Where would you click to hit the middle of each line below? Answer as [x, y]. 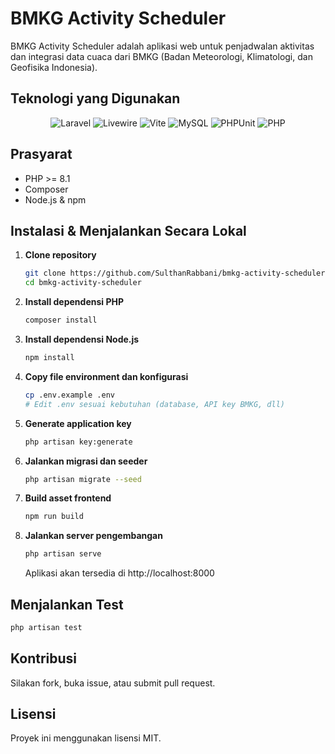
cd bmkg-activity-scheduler [83, 283]
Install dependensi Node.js [82, 339]
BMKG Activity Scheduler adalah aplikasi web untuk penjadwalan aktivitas [162, 46]
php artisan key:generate [78, 442]
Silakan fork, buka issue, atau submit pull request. [113, 683]
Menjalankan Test [67, 604]
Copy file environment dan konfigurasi [106, 376]
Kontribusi [44, 658]
